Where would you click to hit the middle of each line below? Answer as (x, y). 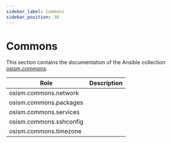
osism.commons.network (44, 93)
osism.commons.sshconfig (46, 122)
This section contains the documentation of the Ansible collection (86, 62)
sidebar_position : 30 (33, 17)
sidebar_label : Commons (35, 11)
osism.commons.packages (46, 102)
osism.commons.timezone (45, 131)
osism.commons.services (45, 112)
